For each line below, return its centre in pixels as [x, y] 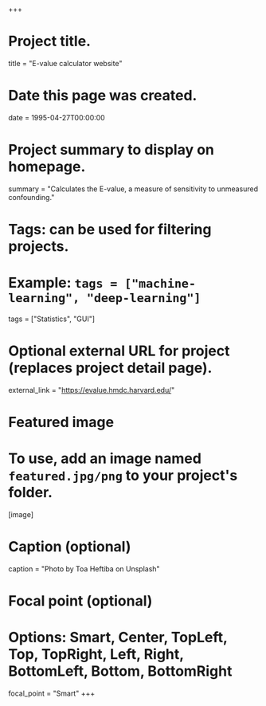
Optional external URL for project [119, 351]
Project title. [50, 41]
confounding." [31, 197]
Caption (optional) [70, 547]
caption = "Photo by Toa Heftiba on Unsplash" [84, 569]
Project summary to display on [111, 150]
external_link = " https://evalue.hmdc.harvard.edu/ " [92, 390]
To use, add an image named [105, 459]
